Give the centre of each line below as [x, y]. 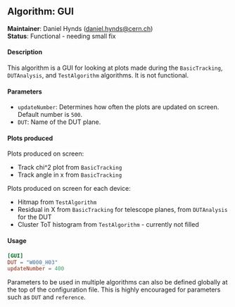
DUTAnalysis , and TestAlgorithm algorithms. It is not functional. [98, 75]
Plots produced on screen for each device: [69, 189]
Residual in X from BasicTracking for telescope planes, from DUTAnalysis [122, 210]
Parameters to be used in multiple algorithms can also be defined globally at [118, 282]
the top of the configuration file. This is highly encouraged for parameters [114, 290]
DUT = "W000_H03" [33, 262]
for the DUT [34, 217]
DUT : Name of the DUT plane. [59, 122]
